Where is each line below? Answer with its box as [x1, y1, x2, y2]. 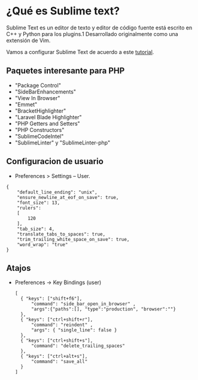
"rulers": [17, 205, 42, 211]
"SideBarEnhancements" [14, 88, 77, 95]
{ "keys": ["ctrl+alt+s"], [20, 354, 88, 360]
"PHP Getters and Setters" [14, 120, 81, 127]
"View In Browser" [14, 94, 60, 101]
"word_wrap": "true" [17, 242, 68, 248]
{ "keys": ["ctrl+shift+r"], [20, 316, 93, 323]
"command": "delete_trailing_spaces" [31, 343, 126, 349]
